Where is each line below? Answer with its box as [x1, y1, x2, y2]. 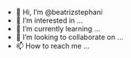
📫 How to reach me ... [15, 42, 90, 50]
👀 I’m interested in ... [15, 16, 83, 25]
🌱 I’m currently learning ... [15, 24, 101, 33]
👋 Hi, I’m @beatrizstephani [15, 8, 103, 16]
